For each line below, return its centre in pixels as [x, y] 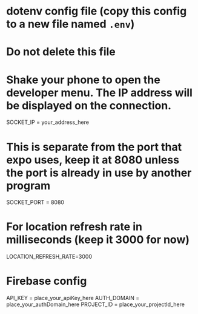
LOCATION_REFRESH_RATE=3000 [49, 257]
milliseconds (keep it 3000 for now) [98, 240]
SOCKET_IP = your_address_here [48, 122]
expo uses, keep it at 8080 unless [93, 160]
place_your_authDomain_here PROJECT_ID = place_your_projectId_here [95, 304]
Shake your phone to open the [83, 80]
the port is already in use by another [99, 173]
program [28, 186]
